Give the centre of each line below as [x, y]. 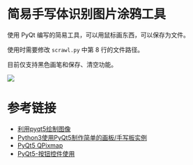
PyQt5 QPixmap [40, 145]
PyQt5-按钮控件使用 [46, 153]
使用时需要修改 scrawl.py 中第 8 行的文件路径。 [76, 49]
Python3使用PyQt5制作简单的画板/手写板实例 [82, 137]
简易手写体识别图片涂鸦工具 [87, 14]
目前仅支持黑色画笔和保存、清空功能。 [62, 64]
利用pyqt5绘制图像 [44, 129]
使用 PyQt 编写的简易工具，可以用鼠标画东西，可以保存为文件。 [98, 35]
